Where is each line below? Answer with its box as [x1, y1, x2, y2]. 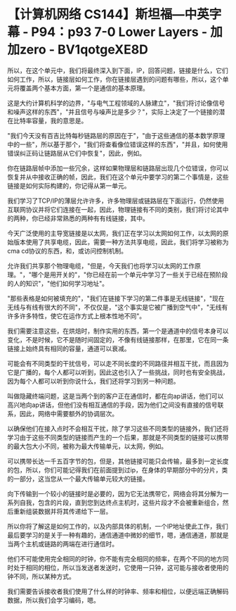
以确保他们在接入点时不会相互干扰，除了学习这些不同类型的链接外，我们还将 [7, 424, 229, 433]
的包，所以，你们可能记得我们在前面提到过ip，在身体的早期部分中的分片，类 [7, 465, 228, 474]
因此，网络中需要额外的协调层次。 [19, 409, 118, 417]
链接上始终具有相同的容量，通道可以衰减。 [7, 344, 131, 353]
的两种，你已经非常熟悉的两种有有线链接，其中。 [7, 214, 149, 222]
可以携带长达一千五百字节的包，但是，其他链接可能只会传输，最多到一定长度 [7, 457, 229, 465]
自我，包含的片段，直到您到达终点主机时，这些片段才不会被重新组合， [19, 498, 223, 507]
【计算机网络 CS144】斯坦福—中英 [7, 6, 209, 23]
